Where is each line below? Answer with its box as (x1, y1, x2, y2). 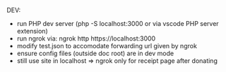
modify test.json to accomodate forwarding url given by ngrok (16, 42, 197, 50)
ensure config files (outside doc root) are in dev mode (16, 49, 174, 57)
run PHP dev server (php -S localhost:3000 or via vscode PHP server (16, 20, 220, 27)
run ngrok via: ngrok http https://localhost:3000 (16, 34, 156, 43)
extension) (16, 27, 48, 35)
